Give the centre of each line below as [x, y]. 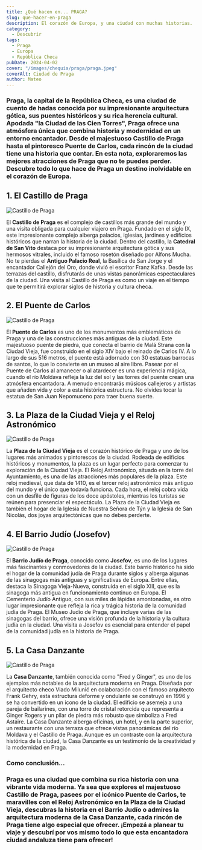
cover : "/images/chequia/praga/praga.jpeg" [62, 68]
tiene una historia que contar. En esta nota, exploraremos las [97, 154]
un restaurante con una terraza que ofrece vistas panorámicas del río [93, 728]
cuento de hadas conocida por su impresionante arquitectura [98, 108]
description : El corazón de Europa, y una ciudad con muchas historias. [99, 23]
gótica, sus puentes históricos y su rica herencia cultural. [92, 116]
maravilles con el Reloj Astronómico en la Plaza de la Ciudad [96, 802]
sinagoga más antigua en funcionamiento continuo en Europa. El [86, 593]
